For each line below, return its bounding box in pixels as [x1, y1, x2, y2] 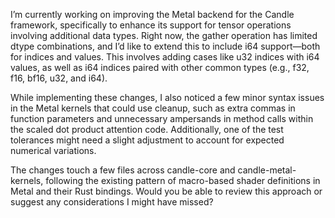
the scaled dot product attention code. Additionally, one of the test [10, 124, 284, 135]
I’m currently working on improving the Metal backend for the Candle [10, 9, 295, 20]
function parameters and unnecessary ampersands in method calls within [10, 113, 314, 124]
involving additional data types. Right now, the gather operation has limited [10, 30, 318, 41]
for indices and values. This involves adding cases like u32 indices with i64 [10, 51, 320, 63]
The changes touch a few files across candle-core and [10, 164, 236, 176]
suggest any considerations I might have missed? [10, 196, 214, 208]
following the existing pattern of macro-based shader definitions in [45, 175, 321, 186]
